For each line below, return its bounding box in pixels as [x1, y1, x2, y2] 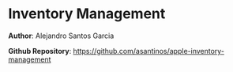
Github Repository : [8, 46, 72, 55]
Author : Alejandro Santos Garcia [8, 31, 115, 40]
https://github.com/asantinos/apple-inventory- [73, 46, 225, 55]
